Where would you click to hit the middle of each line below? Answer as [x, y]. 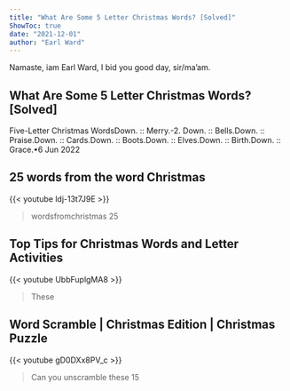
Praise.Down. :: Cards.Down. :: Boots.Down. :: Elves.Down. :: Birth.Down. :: [145, 140]
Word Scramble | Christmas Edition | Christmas [142, 325]
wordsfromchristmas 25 [74, 216]
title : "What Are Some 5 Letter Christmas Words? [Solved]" [123, 17]
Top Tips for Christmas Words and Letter [124, 244]
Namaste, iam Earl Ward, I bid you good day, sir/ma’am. [110, 68]
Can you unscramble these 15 [85, 377]
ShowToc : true [35, 26]
